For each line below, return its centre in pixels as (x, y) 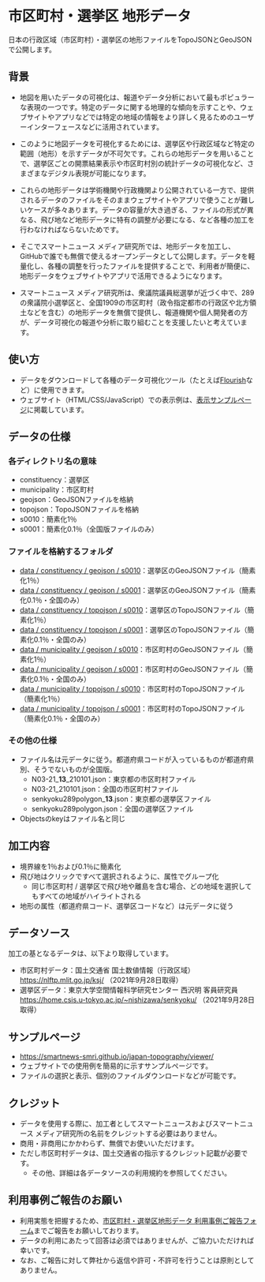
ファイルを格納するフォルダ (61, 552)
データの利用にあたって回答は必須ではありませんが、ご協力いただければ (137, 1240)
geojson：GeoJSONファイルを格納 (77, 500)
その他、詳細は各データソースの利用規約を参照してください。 (131, 1173)
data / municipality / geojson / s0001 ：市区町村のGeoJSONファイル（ (133, 669)
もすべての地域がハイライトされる (86, 896)
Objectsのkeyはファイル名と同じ (73, 819)
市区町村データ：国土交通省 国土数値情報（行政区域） (107, 970)
